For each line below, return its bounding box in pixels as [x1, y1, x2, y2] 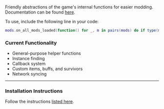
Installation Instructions [5, 88, 63, 94]
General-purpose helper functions [12, 50, 82, 56]
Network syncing [12, 71, 47, 77]
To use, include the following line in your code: [5, 19, 99, 24]
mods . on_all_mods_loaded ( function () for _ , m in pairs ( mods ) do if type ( [5, 28, 159, 33]
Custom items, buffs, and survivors [12, 66, 83, 72]
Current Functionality [5, 39, 57, 46]
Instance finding [12, 56, 45, 62]
